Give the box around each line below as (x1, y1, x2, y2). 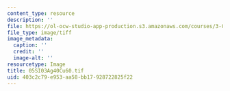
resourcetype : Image (7, 61, 66, 68)
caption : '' (13, 42, 48, 49)
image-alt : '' (13, 55, 53, 62)
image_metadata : (7, 36, 53, 42)
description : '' (7, 16, 53, 23)
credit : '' (13, 49, 44, 55)
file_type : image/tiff (7, 29, 72, 36)
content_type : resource (7, 10, 75, 17)
